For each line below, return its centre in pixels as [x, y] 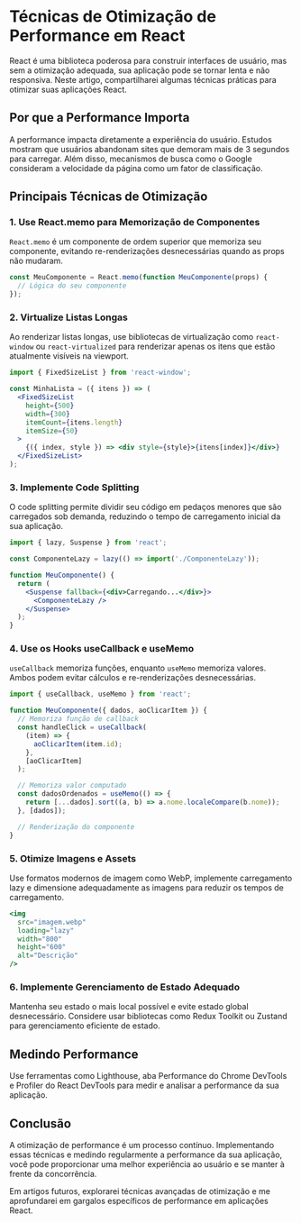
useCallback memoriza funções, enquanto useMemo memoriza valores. [138, 668]
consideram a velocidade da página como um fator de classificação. [136, 168]
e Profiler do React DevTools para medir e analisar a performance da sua [144, 1086]
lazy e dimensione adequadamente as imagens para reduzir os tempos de [146, 887]
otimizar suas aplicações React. [68, 89]
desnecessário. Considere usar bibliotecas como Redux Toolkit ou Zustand [148, 1017]
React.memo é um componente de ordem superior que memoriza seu [136, 242]
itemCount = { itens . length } [74, 422]
